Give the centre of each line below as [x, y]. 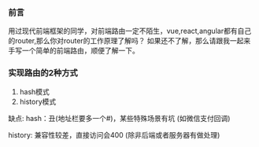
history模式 [38, 101]
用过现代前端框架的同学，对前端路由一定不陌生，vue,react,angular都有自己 [130, 31]
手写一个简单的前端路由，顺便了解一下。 [74, 51]
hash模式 [34, 91]
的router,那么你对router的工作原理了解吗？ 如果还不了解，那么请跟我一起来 [129, 41]
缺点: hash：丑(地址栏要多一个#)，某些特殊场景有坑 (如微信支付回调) [119, 118]
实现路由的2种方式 [43, 73]
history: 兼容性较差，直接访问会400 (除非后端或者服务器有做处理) [114, 134]
